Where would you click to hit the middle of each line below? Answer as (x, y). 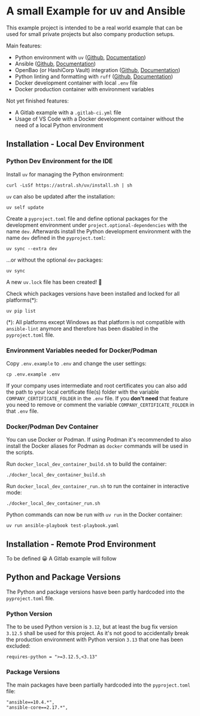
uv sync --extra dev (32, 248)
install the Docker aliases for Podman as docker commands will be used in (97, 446)
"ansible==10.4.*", (31, 702)
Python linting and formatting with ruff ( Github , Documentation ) (94, 76)
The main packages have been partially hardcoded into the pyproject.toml (98, 685)
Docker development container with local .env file (76, 83)
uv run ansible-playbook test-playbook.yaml (63, 526)
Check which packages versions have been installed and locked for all (93, 293)
